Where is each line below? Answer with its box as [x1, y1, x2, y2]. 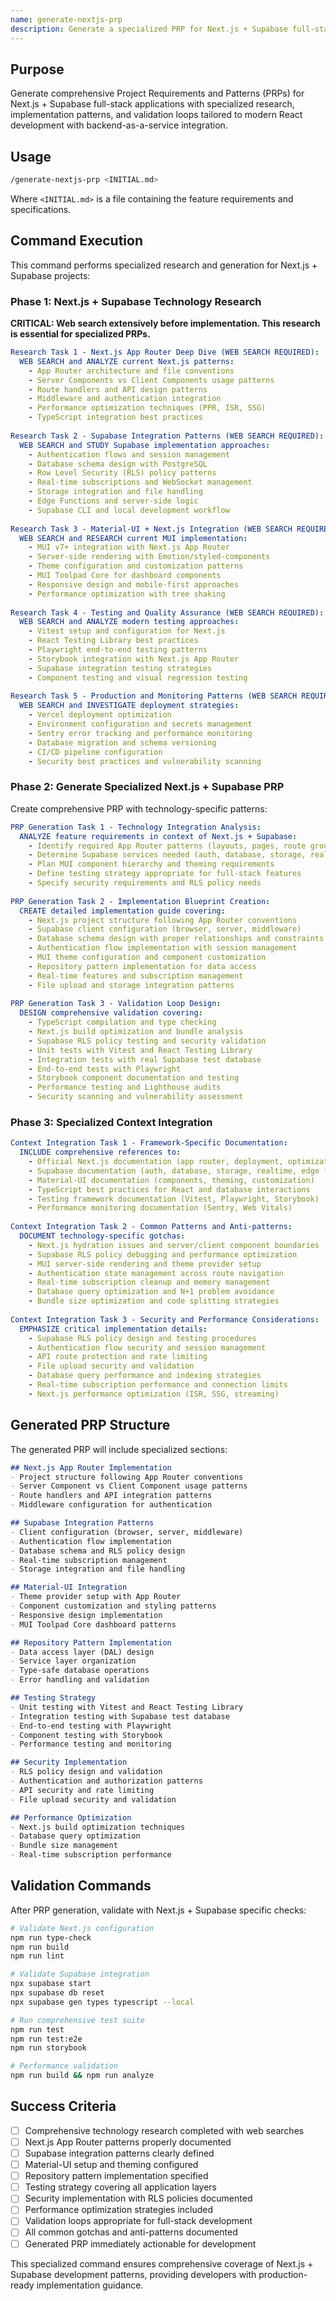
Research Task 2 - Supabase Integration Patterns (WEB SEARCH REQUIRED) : [10, 431, 325, 441]
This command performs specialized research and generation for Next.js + [10, 259, 318, 271]
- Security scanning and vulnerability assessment [28, 1092, 244, 1102]
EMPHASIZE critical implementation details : [19, 1324, 208, 1334]
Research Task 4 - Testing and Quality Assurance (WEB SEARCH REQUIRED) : [10, 607, 325, 618]
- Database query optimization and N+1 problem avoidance [28, 1287, 275, 1297]
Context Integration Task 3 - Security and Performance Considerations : [10, 1314, 320, 1325]
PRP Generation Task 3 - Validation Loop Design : [10, 999, 222, 1009]
